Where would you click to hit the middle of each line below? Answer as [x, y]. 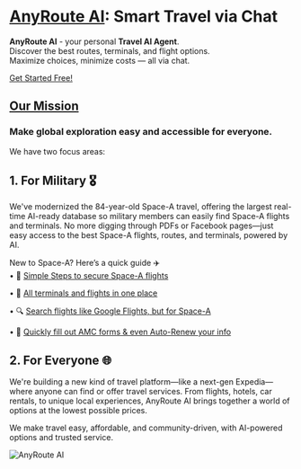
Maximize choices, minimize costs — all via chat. [100, 60]
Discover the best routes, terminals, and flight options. [110, 50]
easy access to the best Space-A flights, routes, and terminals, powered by [149, 235]
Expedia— [254, 382]
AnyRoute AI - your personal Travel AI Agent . [94, 41]
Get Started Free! [41, 77]
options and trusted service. [62, 438]
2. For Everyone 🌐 [61, 360]
